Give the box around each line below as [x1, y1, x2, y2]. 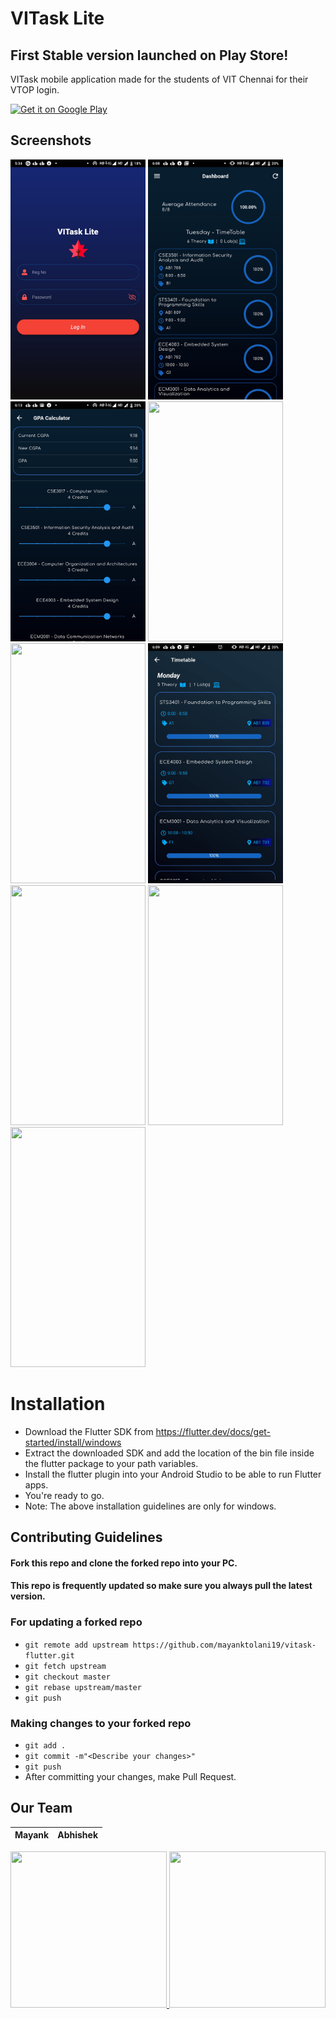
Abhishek [57, 1829, 99, 1841]
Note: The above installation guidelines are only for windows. [24, 1500, 277, 1512]
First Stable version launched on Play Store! [10, 47, 289, 64]
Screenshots [10, 132, 92, 149]
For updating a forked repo [10, 1615, 143, 1629]
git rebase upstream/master [24, 1682, 142, 1692]
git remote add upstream [24, 1640, 129, 1650]
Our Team [10, 1800, 73, 1817]
